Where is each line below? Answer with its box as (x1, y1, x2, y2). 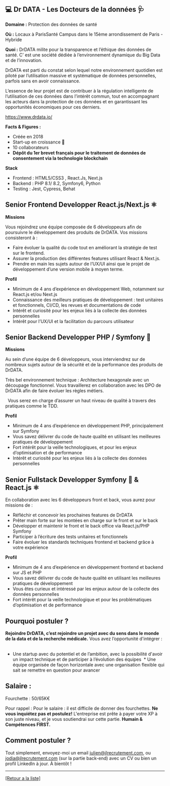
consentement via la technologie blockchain (12, 155, 108, 161)
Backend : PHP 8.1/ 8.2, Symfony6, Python (12, 180, 101, 186)
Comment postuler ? (5, 736, 71, 745)
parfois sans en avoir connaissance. (5, 78, 80, 84)
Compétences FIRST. (5, 721, 51, 727)
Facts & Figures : (5, 124, 41, 130)
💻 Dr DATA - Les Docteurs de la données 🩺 (5, 5, 145, 14)
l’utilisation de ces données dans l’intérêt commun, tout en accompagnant (5, 93, 159, 99)
